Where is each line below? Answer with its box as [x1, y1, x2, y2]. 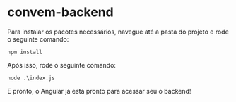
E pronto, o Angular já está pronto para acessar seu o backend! [7, 87, 191, 95]
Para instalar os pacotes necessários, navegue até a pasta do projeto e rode [7, 27, 230, 36]
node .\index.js [7, 75, 55, 82]
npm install [7, 49, 42, 56]
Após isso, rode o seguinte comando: [7, 60, 117, 69]
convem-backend [7, 4, 114, 20]
